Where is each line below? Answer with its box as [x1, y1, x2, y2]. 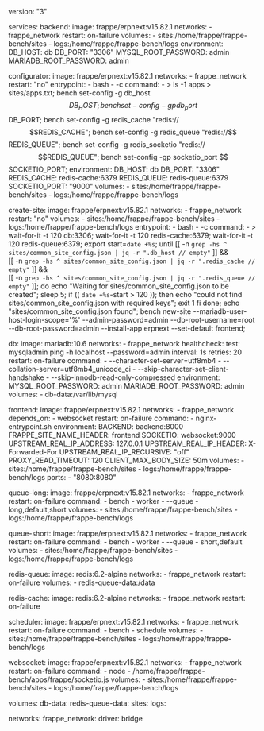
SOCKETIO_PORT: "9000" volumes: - [8, 181, 130, 191]
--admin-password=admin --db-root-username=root [82, 315, 255, 324]
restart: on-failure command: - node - [8, 666, 132, 675]
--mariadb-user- [193, 306, 247, 316]
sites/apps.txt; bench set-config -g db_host [8, 88, 151, 98]
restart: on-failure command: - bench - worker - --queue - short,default [8, 536, 243, 547]
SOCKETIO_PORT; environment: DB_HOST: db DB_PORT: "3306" [8, 164, 220, 174]
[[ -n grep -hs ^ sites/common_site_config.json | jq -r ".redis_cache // [8, 256, 256, 265]
